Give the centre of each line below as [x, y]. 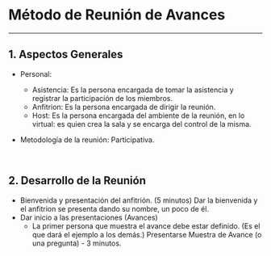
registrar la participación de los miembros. [102, 98]
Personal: [36, 73]
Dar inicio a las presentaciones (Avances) [89, 217]
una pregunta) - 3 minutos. [77, 243]
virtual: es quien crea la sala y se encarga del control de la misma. [142, 124]
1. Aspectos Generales [66, 55]
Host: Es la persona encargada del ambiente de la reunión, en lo [138, 115]
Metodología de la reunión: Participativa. [87, 140]
